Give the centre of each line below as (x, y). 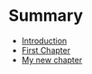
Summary (46, 16)
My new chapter (52, 60)
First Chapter (46, 50)
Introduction (44, 41)
